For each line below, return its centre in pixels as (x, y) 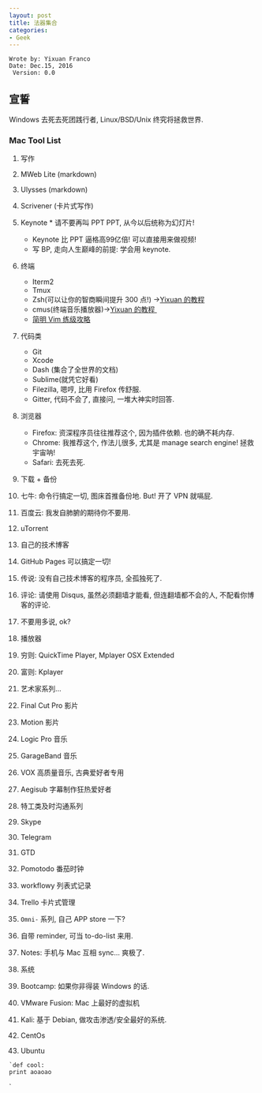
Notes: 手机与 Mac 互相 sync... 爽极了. (82, 953)
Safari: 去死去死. (59, 462)
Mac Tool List (35, 140)
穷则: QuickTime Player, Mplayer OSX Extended (97, 655)
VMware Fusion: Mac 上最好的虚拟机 (80, 1003)
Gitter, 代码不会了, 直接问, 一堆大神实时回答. (103, 399)
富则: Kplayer (42, 672)
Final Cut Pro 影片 (49, 706)
